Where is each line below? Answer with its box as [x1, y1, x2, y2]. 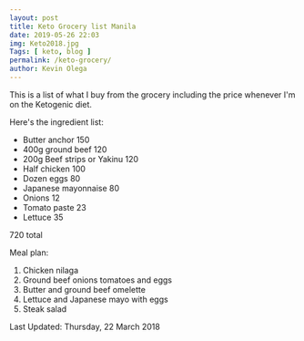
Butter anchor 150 [22, 134, 90, 145]
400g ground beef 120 [22, 143, 107, 155]
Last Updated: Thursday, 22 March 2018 [9, 321, 161, 332]
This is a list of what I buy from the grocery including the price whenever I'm [9, 88, 296, 100]
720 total [9, 229, 43, 240]
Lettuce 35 [22, 212, 64, 222]
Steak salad [22, 303, 67, 315]
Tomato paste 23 [22, 201, 86, 212]
